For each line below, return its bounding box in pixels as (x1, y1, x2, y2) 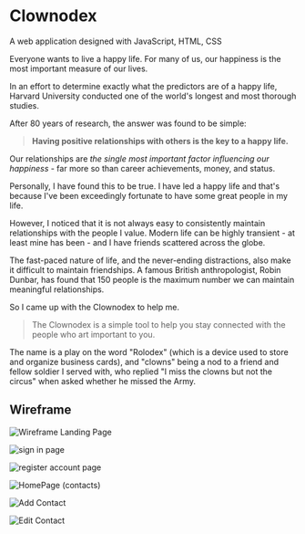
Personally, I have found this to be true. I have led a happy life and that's (9, 180, 280, 192)
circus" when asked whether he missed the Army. (9, 375, 197, 386)
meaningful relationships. (9, 284, 105, 295)
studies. (9, 99, 39, 110)
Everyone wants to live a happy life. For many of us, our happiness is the (9, 53, 281, 64)
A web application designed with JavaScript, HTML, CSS (9, 36, 222, 47)
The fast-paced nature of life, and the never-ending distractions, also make (9, 255, 291, 266)
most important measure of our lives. (9, 63, 148, 74)
